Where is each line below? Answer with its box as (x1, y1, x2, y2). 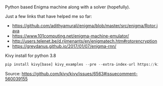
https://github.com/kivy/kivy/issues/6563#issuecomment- (21, 71, 138, 76)
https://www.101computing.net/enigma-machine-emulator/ (12, 33, 130, 39)
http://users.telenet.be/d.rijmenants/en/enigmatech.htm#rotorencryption (12, 38, 158, 44)
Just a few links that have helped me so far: (5, 14, 92, 19)
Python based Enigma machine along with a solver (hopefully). (5, 4, 130, 10)
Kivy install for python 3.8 (5, 53, 56, 58)
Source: (5, 71, 21, 76)
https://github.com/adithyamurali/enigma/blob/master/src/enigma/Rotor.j (12, 23, 158, 29)
